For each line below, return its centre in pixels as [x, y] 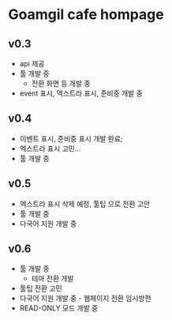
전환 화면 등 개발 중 [61, 83]
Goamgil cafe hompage [86, 15]
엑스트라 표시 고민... [50, 149]
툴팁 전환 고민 [41, 288]
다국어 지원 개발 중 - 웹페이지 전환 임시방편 [85, 299]
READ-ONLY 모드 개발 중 [59, 308]
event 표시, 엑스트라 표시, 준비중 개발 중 [81, 93]
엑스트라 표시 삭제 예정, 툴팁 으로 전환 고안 [85, 204]
